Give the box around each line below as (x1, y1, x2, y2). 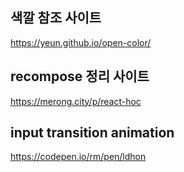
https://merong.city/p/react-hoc (10, 95, 142, 107)
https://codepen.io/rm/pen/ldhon (10, 151, 147, 163)
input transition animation (10, 124, 175, 142)
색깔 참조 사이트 (10, 9, 102, 27)
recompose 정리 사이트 (10, 68, 150, 85)
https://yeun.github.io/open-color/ (10, 36, 152, 48)
